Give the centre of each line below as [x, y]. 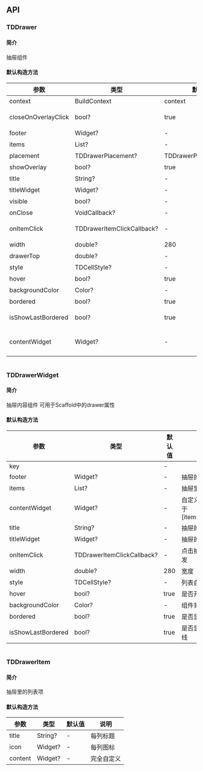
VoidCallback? [95, 212]
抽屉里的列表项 [25, 692]
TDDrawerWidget [33, 375]
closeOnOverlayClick [39, 117]
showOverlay [28, 167]
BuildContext [93, 101]
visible [19, 201]
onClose [21, 212]
